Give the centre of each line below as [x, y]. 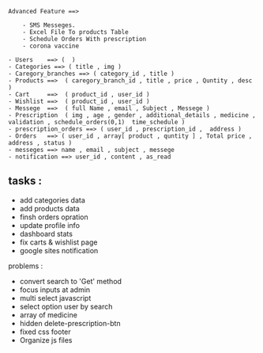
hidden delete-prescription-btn [70, 323]
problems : [26, 266]
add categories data [52, 200]
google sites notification [59, 250]
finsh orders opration [54, 217]
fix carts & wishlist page [58, 242]
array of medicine [48, 315]
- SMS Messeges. [49, 25]
